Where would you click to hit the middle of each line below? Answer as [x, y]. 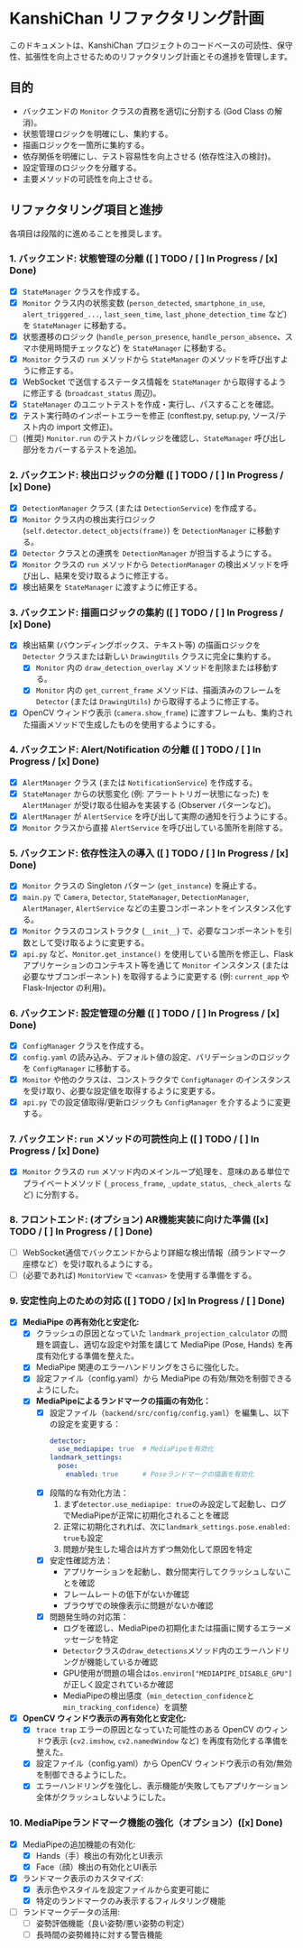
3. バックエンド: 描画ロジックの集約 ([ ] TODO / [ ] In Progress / [147, 612]
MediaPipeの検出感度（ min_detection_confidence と [159, 1695]
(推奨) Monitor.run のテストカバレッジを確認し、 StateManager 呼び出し [154, 438]
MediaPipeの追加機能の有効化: [79, 1844]
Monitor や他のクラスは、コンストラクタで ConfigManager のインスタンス [156, 1080]
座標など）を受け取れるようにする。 [90, 1263]
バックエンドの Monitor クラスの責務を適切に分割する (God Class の [148, 111]
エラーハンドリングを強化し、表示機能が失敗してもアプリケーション [162, 1786]
